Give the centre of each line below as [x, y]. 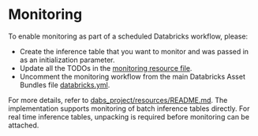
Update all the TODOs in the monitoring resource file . [106, 68]
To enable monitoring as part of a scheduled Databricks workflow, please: [128, 36]
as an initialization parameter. [67, 60]
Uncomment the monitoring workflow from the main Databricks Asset [133, 76]
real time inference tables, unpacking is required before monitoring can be [129, 116]
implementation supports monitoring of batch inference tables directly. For [129, 108]
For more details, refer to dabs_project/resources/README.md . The [118, 100]
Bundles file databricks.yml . [65, 85]
